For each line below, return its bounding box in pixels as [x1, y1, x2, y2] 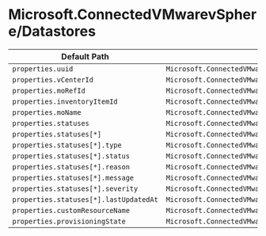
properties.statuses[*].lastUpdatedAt [12, 195, 158, 204]
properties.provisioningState [12, 216, 127, 226]
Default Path [61, 51, 109, 62]
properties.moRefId [12, 86, 85, 95]
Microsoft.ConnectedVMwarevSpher [8, 6, 257, 24]
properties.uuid [12, 64, 74, 73]
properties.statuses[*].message [12, 173, 135, 182]
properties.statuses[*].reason [12, 162, 131, 171]
